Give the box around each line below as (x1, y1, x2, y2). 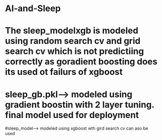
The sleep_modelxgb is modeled (5, 25, 139, 36)
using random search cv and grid (5, 35, 141, 47)
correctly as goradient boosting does (5, 56, 158, 67)
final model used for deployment (5, 109, 139, 121)
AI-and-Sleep (5, 3, 61, 14)
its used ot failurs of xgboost (5, 67, 123, 78)
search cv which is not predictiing (5, 46, 144, 57)
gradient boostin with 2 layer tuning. (5, 99, 154, 110)
